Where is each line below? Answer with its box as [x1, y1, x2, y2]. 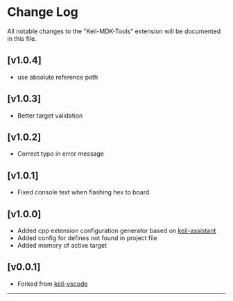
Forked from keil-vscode [17, 280, 88, 288]
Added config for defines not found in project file [17, 234, 157, 242]
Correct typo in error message [17, 149, 104, 158]
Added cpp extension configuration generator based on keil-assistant [17, 226, 216, 235]
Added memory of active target [17, 241, 107, 249]
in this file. [7, 34, 37, 42]
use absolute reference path [17, 73, 98, 81]
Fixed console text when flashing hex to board [17, 188, 150, 197]
